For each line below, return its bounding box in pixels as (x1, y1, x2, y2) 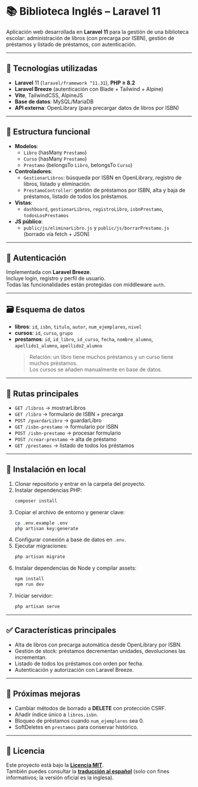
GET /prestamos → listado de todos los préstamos (14, 442, 134, 449)
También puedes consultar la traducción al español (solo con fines (6, 768, 170, 775)
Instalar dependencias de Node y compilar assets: (14, 564, 137, 572)
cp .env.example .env (14, 520, 68, 526)
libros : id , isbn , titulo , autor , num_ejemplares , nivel (14, 323, 142, 331)
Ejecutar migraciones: (14, 543, 68, 550)
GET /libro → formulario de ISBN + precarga (14, 411, 124, 417)
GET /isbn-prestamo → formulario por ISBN (14, 423, 119, 430)
